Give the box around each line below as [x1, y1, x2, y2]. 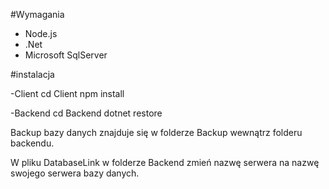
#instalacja [10, 69, 55, 80]
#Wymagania [10, 9, 65, 20]
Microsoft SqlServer [24, 49, 108, 61]
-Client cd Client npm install [10, 88, 125, 99]
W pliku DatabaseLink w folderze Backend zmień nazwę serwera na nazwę [10, 157, 320, 168]
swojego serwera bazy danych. [10, 167, 140, 179]
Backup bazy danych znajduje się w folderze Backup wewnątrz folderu [10, 127, 303, 138]
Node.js [24, 28, 58, 39]
